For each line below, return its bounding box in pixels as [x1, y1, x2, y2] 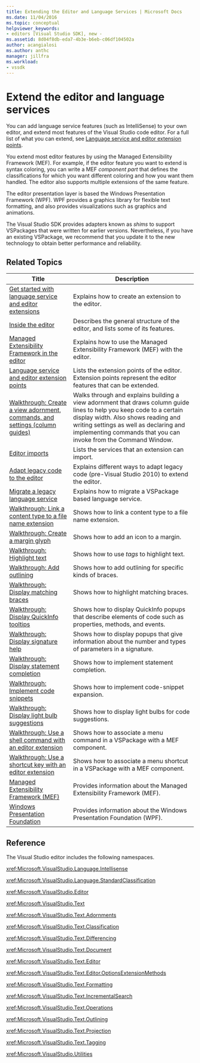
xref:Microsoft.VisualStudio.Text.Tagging [6, 1039, 106, 1046]
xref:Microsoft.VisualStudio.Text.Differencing [6, 935, 117, 942]
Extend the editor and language [6, 90, 165, 103]
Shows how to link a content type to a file [73, 508, 189, 517]
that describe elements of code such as [73, 613, 184, 621]
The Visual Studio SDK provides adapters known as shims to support [6, 220, 175, 228]
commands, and [9, 413, 55, 422]
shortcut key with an [9, 761, 67, 769]
